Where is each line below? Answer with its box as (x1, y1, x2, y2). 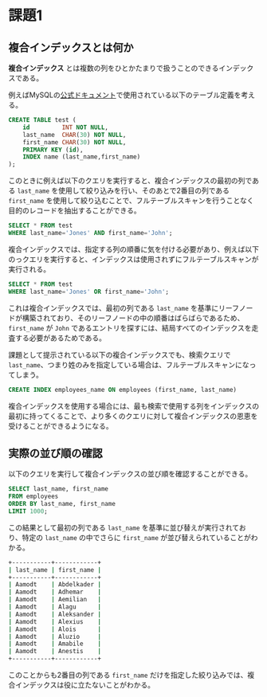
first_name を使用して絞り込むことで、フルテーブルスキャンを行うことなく (8, 196, 254, 206)
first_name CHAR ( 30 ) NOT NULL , (22, 138, 127, 147)
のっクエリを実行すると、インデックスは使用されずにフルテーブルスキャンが (8, 254, 259, 264)
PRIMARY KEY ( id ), (22, 146, 84, 154)
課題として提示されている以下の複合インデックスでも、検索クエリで (8, 350, 231, 359)
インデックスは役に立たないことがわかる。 (14, 680, 155, 690)
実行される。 (8, 264, 50, 274)
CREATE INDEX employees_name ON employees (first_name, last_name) (8, 386, 238, 394)
